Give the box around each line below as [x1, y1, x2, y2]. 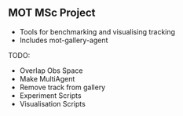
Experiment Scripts [19, 90, 82, 100]
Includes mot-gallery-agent [19, 35, 108, 45]
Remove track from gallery [19, 82, 106, 92]
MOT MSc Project [8, 6, 96, 20]
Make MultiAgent [19, 74, 75, 83]
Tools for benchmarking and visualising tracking [19, 27, 175, 36]
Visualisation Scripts [19, 99, 86, 108]
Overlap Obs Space [19, 66, 83, 75]
